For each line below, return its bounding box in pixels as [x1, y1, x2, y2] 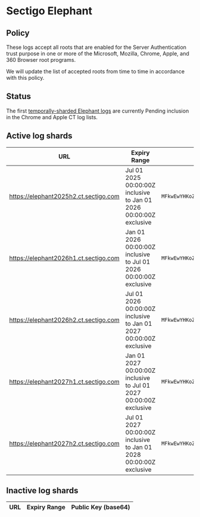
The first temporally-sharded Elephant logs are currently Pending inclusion [6, 107, 189, 114]
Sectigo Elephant [6, 4, 93, 18]
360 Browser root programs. [6, 57, 76, 63]
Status [6, 91, 32, 102]
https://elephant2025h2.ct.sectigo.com [9, 192, 120, 200]
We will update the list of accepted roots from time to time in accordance [6, 68, 185, 75]
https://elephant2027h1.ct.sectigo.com [9, 377, 120, 385]
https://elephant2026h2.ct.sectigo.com [9, 316, 120, 324]
